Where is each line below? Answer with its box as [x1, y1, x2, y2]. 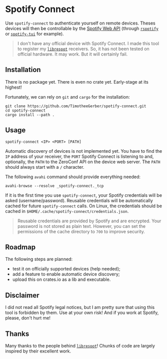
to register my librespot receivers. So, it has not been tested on [17, 46, 150, 52]
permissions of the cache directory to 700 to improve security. [17, 228, 145, 234]
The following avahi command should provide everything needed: [5, 174, 141, 180]
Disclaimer [5, 291, 39, 299]
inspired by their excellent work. [5, 348, 71, 354]
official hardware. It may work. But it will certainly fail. [17, 51, 128, 57]
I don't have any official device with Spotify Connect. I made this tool [17, 40, 159, 46]
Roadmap [5, 243, 36, 251]
